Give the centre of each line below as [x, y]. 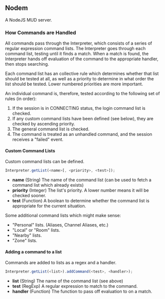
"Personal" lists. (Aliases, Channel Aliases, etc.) [60, 225]
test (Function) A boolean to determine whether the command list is [81, 201]
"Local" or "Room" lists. [36, 230]
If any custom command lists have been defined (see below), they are [83, 119]
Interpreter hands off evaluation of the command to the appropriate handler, [82, 59]
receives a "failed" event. [38, 140]
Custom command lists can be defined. [45, 162]
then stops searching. [27, 64]
